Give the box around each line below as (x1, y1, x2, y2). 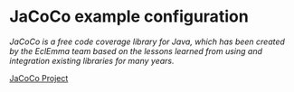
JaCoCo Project (9, 72, 69, 83)
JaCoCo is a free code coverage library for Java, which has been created (9, 36, 285, 47)
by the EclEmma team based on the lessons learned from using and (9, 45, 263, 56)
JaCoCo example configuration (9, 6, 249, 27)
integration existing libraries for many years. (9, 55, 175, 66)
